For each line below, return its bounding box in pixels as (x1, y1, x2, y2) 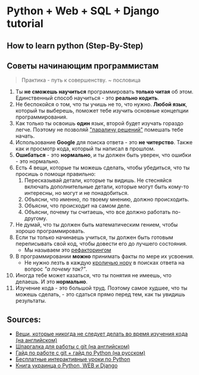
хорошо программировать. (15, 228, 85, 235)
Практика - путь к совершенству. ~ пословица (21, 76, 141, 84)
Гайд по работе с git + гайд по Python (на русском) (15, 349, 145, 357)
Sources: (7, 314, 41, 324)
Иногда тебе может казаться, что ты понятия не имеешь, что (15, 272, 172, 279)
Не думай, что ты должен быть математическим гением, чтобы (15, 221, 178, 228)
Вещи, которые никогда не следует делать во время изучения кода (15, 330, 188, 337)
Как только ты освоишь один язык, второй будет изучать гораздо (15, 120, 184, 127)
